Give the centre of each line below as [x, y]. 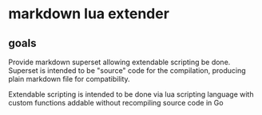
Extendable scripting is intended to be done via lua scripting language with [131, 94]
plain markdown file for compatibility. [69, 79]
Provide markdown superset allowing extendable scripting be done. [119, 62]
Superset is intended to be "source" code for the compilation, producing [127, 71]
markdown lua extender [89, 14]
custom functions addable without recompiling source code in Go [116, 103]
